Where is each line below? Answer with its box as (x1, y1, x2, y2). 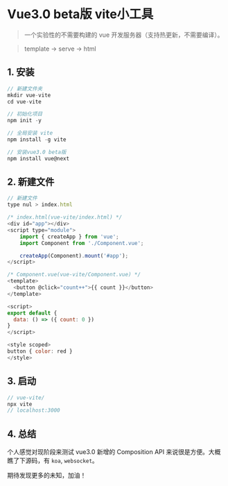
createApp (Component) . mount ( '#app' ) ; (19, 252, 129, 259)
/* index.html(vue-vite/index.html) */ (7, 214, 123, 221)
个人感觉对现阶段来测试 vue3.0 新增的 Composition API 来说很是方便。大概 (7, 448, 221, 456)
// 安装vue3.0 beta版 (7, 149, 67, 156)
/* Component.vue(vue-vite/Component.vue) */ (7, 271, 141, 278)
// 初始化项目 (7, 110, 43, 118)
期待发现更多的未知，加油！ (7, 471, 87, 480)
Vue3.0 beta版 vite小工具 (7, 6, 154, 22)
